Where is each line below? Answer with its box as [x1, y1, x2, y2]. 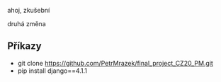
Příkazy [7, 40, 42, 52]
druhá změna [7, 20, 46, 28]
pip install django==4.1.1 [17, 66, 87, 75]
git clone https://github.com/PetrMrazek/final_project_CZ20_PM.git [17, 59, 214, 67]
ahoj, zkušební [7, 6, 50, 14]
